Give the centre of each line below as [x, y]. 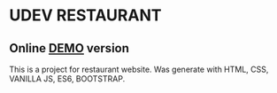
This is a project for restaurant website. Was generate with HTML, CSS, [139, 69]
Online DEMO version [69, 48]
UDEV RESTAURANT [85, 15]
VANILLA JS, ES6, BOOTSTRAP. [67, 79]
